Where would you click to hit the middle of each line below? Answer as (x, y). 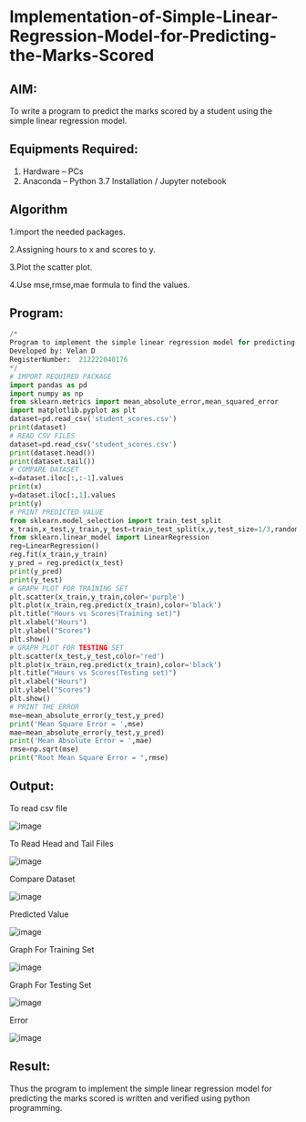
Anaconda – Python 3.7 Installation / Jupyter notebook (124, 180)
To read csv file (39, 808)
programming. (36, 1107)
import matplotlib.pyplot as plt (73, 411)
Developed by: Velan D (52, 351)
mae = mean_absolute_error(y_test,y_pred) (87, 732)
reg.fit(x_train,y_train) (58, 555)
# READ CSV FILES (42, 436)
